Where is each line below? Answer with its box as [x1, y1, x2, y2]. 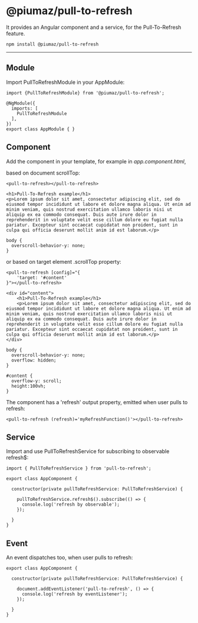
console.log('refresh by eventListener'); [21, 591, 128, 597]
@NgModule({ [6, 100, 35, 106]
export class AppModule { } [6, 126, 75, 132]
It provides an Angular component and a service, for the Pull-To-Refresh [6, 24, 181, 31]
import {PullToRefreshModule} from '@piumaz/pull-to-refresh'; [6, 90, 165, 96]
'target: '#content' [16, 274, 67, 281]
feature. [6, 29, 25, 37]
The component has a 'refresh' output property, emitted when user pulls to [6, 398, 188, 405]
